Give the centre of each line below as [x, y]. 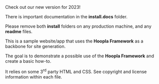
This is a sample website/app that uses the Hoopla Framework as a [74, 41]
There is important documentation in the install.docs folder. [66, 17]
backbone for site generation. [36, 46]
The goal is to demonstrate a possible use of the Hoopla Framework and [79, 56]
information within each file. [34, 77]
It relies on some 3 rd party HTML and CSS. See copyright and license [76, 71]
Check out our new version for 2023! [43, 7]
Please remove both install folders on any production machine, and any [78, 26]
